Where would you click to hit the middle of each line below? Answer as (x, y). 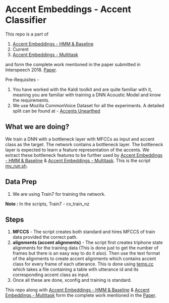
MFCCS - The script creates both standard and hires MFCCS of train (84, 232)
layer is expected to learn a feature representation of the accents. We (77, 150)
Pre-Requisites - (22, 79)
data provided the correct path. (45, 237)
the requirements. (31, 100)
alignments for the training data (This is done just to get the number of (86, 248)
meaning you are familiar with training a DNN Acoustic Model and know (87, 95)
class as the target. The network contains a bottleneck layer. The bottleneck (84, 144)
